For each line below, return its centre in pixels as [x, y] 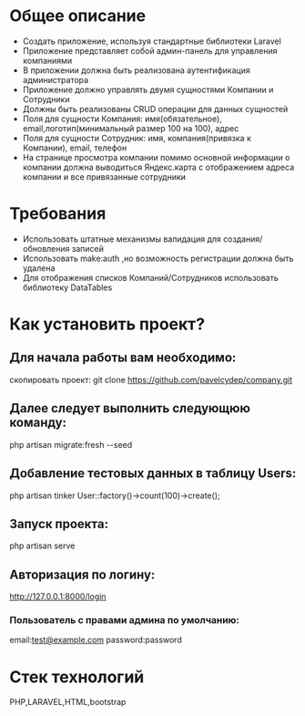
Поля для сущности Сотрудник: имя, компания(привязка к [137, 138]
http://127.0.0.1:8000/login [58, 597]
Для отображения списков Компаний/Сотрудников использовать [151, 277]
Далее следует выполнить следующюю [130, 408]
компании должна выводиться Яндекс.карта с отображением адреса [158, 167]
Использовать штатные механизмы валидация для [122, 239]
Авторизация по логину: [82, 574]
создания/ [243, 239]
